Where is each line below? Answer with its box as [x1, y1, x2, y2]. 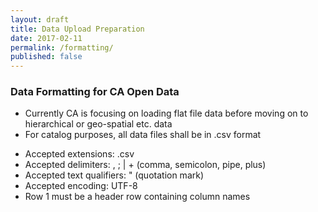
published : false [10, 52, 83, 62]
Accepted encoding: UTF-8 [24, 180, 138, 192]
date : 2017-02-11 [10, 33, 83, 43]
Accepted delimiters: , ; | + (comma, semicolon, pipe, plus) [24, 159, 267, 171]
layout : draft [10, 14, 70, 25]
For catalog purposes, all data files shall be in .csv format [24, 129, 262, 141]
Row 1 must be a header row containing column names [24, 191, 251, 203]
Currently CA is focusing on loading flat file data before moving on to [24, 107, 309, 120]
